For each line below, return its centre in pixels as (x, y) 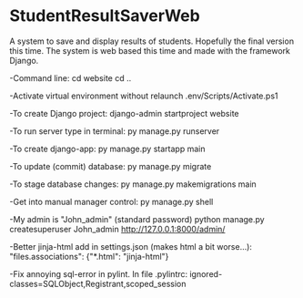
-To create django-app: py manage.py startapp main (107, 149)
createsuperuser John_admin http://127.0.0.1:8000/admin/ (117, 229)
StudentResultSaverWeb (105, 16)
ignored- (206, 273)
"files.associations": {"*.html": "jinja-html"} (89, 256)
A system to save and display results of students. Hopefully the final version (151, 41)
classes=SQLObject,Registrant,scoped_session (98, 283)
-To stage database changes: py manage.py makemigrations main (133, 184)
